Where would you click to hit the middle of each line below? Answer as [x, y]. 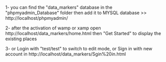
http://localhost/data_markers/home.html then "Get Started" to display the [83, 33]
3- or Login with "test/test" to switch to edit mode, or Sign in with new [79, 49]
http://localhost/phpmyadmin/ [37, 18]
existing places [21, 39]
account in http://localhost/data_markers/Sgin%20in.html [66, 54]
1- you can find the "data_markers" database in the [59, 7]
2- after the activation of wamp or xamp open [53, 28]
